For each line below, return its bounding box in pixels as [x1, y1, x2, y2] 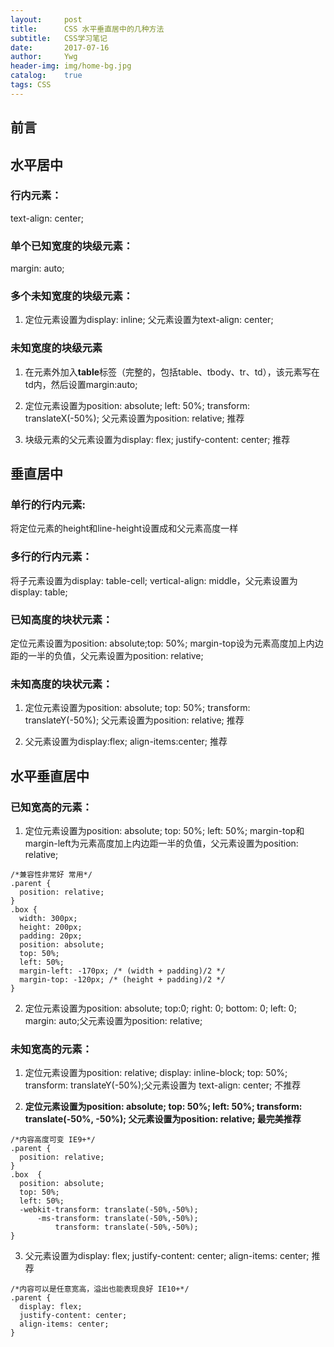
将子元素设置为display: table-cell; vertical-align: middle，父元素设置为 [10, 574, 298, 586]
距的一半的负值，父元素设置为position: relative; [10, 650, 204, 661]
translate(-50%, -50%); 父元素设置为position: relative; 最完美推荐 [24, 1113, 302, 1125]
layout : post [10, 14, 83, 25]
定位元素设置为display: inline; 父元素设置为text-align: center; [24, 314, 274, 326]
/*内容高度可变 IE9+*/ [10, 1135, 96, 1145]
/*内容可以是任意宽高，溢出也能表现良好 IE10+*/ [10, 1284, 190, 1295]
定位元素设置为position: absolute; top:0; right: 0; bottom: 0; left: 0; [24, 1002, 297, 1014]
